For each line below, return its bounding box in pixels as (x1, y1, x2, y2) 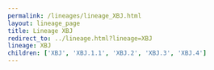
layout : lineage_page (7, 19, 81, 27)
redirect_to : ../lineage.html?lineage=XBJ (7, 34, 153, 43)
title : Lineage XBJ (7, 27, 73, 35)
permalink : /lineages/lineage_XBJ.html (7, 11, 142, 20)
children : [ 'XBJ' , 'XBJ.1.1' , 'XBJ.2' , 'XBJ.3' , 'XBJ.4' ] (7, 49, 207, 57)
